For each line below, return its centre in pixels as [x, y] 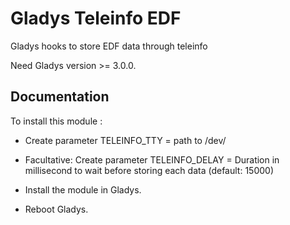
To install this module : [56, 121]
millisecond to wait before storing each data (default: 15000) [149, 170]
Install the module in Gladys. [83, 189]
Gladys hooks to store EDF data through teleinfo [109, 46]
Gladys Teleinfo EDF [96, 18]
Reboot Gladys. [56, 209]
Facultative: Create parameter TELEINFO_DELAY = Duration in [152, 159]
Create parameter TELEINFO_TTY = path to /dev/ [125, 140]
